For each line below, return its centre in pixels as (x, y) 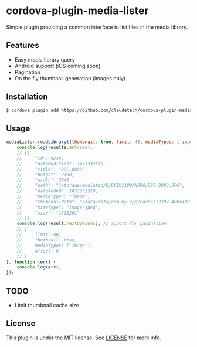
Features (23, 45)
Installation (27, 97)
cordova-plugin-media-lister (77, 11)
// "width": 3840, (44, 180)
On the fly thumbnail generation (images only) (70, 78)
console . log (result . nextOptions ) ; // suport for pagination (91, 224)
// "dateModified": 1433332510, (62, 164)
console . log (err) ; (39, 267)
